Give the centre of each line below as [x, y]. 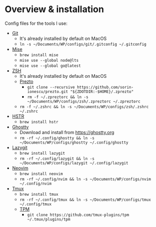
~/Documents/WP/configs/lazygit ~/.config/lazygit [74, 163]
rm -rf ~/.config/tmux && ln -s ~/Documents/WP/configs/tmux [85, 200]
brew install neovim [41, 174]
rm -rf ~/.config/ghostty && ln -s [57, 138]
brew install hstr [39, 122]
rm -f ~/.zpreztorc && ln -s [58, 97]
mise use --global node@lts [49, 60]
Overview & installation [55, 9]
